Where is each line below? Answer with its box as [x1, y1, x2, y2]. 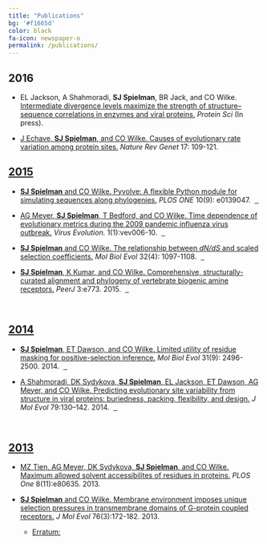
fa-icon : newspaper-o [8, 34, 81, 42]
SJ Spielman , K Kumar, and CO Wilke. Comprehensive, [19, 267, 202, 276]
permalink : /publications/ [8, 42, 99, 50]
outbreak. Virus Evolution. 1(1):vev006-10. [19, 228, 158, 237]
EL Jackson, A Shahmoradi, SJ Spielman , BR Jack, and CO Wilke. [19, 92, 237, 102]
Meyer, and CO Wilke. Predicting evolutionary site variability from [19, 385, 236, 395]
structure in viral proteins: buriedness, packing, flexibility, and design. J [19, 393, 257, 403]
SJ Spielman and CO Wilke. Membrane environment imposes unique [19, 494, 247, 505]
